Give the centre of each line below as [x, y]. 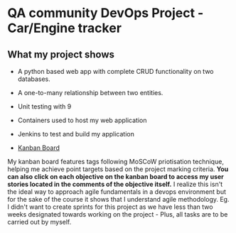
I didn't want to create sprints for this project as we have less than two [110, 207]
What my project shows [61, 54]
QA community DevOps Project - [106, 13]
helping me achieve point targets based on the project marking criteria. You [118, 169]
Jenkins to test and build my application [76, 134]
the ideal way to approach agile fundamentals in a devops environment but [117, 192]
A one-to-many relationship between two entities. [90, 93]
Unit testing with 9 [44, 107]
